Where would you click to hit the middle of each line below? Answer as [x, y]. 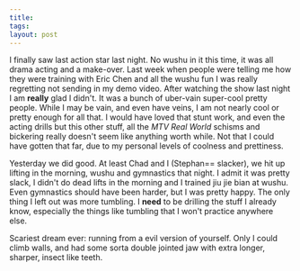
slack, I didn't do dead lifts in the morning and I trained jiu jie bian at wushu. [149, 183]
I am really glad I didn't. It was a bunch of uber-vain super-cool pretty [138, 98]
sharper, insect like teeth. [56, 257]
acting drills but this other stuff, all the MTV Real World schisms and [135, 127]
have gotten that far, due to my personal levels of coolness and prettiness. [147, 146]
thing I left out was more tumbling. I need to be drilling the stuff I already [143, 202]
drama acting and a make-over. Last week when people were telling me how [150, 69]
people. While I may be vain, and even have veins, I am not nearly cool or [145, 108]
